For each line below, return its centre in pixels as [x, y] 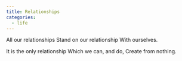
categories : [21, 17]
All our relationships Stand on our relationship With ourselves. [82, 40]
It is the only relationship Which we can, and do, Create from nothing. [92, 51]
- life [20, 23]
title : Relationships [33, 12]
